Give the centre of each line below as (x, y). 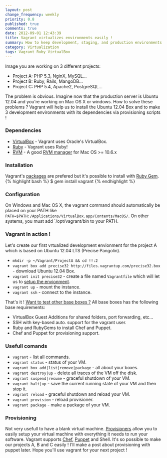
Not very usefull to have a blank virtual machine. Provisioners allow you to (81, 429)
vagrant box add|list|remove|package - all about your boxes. (75, 367)
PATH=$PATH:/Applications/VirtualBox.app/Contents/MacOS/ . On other (77, 216)
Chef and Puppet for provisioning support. (56, 333)
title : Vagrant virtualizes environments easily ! (59, 38)
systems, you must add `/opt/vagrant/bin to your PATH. (62, 221)
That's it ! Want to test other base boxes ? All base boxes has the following (82, 302)
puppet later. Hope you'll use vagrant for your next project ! (66, 450)
